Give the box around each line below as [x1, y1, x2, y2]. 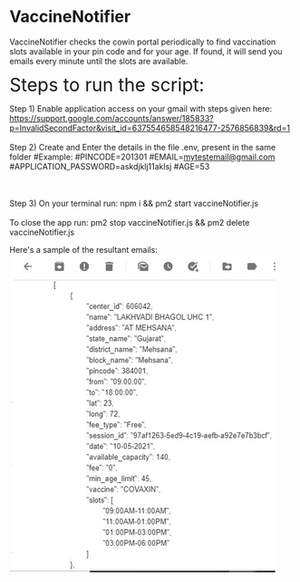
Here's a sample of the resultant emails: [9, 244, 159, 255]
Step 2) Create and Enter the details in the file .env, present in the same [9, 141, 276, 152]
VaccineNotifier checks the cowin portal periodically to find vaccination [9, 36, 276, 47]
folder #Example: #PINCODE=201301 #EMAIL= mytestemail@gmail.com [9, 151, 276, 162]
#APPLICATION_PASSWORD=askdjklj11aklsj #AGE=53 [9, 160, 210, 171]
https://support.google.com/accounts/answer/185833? [9, 112, 215, 123]
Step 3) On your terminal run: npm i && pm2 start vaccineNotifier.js [9, 198, 259, 209]
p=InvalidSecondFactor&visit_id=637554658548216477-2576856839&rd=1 [9, 122, 291, 133]
